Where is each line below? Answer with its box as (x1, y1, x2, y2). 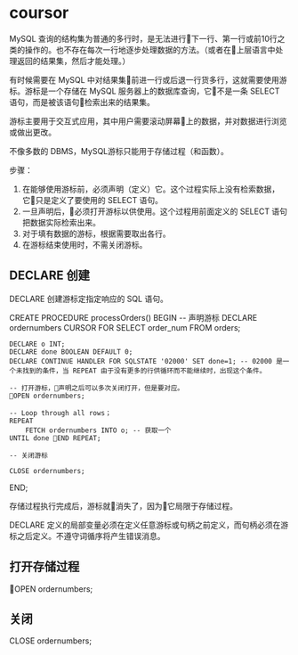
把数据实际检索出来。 (21, 217, 101, 227)
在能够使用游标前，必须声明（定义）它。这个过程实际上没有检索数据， (21, 184, 280, 194)
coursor (9, 3, 69, 23)
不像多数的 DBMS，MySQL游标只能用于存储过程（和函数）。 (9, 145, 230, 156)
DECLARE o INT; (9, 340, 66, 348)
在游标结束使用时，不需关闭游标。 (21, 239, 148, 250)
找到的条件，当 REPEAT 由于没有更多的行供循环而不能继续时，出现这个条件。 (21, 366, 267, 375)
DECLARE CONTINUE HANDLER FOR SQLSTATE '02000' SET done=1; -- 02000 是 (9, 356, 283, 365)
